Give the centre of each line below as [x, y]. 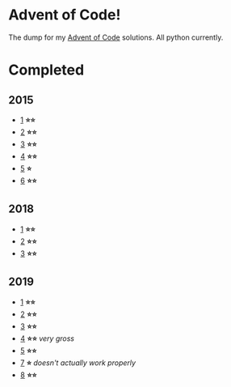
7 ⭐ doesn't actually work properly [78, 363]
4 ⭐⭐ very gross [47, 338]
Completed [46, 70]
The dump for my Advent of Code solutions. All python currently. [116, 37]
